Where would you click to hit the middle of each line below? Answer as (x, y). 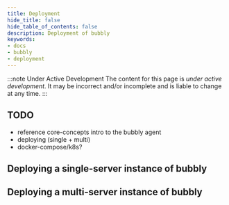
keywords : (22, 40)
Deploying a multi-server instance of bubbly (105, 192)
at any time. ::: (27, 93)
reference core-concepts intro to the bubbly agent (89, 132)
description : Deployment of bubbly (59, 33)
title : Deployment (34, 14)
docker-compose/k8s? (50, 147)
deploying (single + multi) (54, 139)
